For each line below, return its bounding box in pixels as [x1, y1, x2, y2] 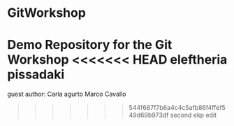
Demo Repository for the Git [7, 37, 173, 53]
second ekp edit [170, 111, 217, 120]
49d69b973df [129, 111, 169, 120]
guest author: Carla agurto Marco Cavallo [7, 90, 126, 99]
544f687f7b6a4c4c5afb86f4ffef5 [129, 104, 226, 112]
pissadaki [7, 66, 65, 83]
